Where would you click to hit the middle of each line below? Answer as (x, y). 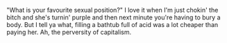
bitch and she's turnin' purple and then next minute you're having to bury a (113, 17)
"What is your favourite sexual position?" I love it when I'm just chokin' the (112, 10)
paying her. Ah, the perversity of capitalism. (69, 32)
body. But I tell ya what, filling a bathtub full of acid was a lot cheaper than (112, 25)
